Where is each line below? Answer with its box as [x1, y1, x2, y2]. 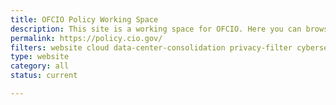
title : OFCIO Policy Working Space [10, 14, 159, 25]
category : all [10, 61, 70, 71]
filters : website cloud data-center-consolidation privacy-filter [10, 42, 293, 53]
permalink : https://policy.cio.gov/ [10, 33, 163, 43]
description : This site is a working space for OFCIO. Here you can [10, 24, 302, 34]
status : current [10, 71, 78, 81]
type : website [10, 52, 70, 62]
